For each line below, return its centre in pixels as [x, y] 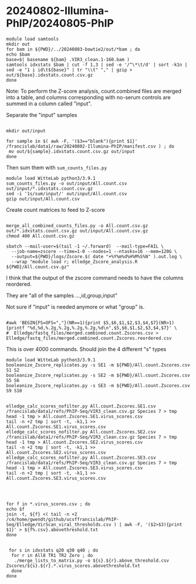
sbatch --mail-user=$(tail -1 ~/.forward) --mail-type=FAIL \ [85, 246]
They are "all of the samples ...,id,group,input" [62, 295]
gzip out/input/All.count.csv [43, 199]
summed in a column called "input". [49, 104]
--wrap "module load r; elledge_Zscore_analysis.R [75, 262]
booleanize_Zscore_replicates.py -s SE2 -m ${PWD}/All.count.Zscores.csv [98, 375]
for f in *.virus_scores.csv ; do [48, 504]
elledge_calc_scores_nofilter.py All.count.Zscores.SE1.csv [81, 406]
